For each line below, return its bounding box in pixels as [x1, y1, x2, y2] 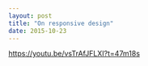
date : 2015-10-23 [8, 27, 67, 35]
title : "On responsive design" [8, 19, 114, 27]
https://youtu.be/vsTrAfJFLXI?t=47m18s [8, 49, 140, 59]
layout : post [8, 11, 53, 20]
